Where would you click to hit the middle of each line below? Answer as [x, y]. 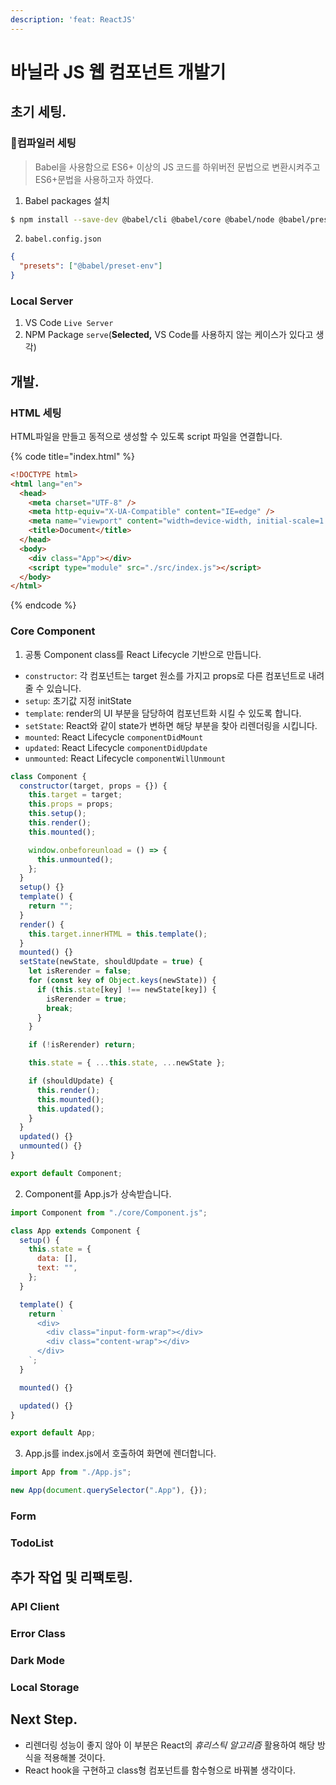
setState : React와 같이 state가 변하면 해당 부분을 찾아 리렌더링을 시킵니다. [171, 725]
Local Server [42, 301]
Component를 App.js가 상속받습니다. [98, 1193]
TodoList [32, 1543]
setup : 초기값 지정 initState [78, 700]
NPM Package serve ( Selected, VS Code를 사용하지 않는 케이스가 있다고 [169, 335]
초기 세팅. [38, 112]
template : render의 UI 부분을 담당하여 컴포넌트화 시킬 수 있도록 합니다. [163, 713]
